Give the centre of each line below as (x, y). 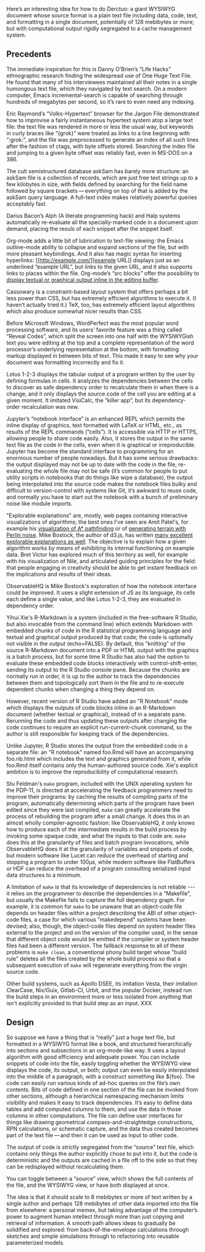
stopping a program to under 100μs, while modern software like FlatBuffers (101, 861)
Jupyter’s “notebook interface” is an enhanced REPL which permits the (96, 418)
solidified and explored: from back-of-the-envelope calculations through (98, 1229)
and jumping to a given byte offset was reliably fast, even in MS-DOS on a (99, 152)
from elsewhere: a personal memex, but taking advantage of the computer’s (102, 1210)
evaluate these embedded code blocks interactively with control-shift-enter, (102, 663)
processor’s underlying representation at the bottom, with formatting (93, 349)
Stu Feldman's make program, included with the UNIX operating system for (99, 783)
